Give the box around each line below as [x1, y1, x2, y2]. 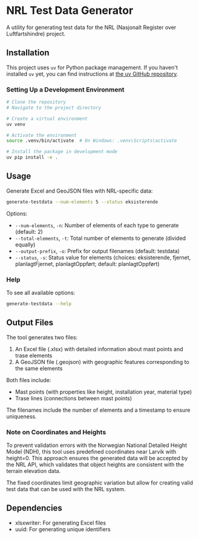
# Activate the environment [6, 132, 77, 138]
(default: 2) [15, 228, 44, 235]
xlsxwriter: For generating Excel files [15, 519, 106, 526]
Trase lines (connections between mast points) [15, 394, 132, 402]
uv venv [6, 121, 26, 127]
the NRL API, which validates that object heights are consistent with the [6, 461, 184, 468]
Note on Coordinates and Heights [6, 428, 106, 436]
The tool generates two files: [6, 334, 78, 341]
